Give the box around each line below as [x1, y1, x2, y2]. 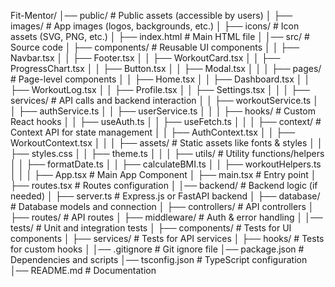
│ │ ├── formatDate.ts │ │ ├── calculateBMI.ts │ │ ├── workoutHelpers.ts [10, 158, 322, 170]
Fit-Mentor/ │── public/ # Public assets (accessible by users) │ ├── [10, 10, 293, 21]
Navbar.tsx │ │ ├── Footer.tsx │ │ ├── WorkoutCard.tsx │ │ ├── [10, 52, 281, 64]
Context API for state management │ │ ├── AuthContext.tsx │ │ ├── [10, 126, 296, 138]
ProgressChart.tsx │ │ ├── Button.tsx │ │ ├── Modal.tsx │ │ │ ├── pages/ [10, 63, 322, 74]
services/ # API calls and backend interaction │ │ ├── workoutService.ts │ [10, 95, 319, 106]
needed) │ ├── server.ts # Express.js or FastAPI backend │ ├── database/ [10, 190, 321, 202]
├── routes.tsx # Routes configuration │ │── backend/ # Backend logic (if [10, 180, 318, 191]
